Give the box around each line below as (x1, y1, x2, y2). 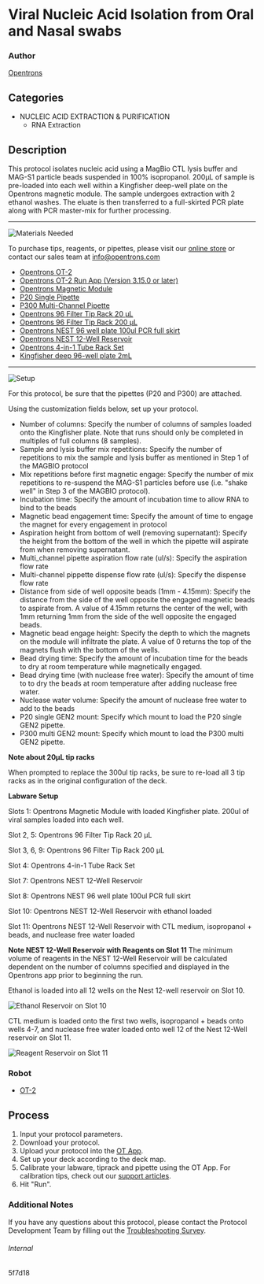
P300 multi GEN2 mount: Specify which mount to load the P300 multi (19, 729, 244, 738)
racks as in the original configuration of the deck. (8, 776, 167, 786)
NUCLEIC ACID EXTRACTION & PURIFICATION (19, 112, 170, 121)
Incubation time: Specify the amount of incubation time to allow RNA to (19, 494, 250, 505)
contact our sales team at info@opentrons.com (8, 252, 161, 261)
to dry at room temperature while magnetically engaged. (19, 662, 203, 672)
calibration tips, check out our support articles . (19, 1171, 171, 1181)
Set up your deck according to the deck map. (19, 1155, 167, 1164)
